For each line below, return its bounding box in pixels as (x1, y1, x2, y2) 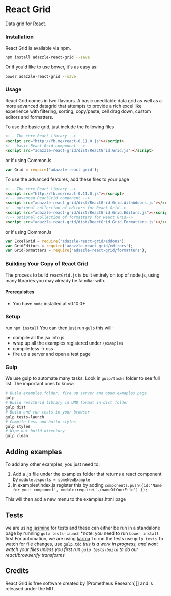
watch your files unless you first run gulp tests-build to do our (5, 546, 139, 553)
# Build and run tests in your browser (5, 409, 90, 415)
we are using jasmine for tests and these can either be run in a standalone (5, 524, 160, 531)
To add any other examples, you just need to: (5, 461, 100, 467)
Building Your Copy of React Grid (5, 260, 88, 267)
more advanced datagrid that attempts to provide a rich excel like (5, 103, 142, 109)
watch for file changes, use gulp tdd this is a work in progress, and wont (5, 541, 158, 547)
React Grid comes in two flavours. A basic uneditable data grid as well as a (5, 98, 162, 104)
